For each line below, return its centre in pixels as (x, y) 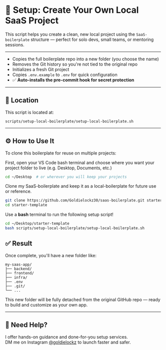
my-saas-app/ (19, 264)
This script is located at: (30, 112)
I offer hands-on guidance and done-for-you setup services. (67, 337)
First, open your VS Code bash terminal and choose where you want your (80, 162)
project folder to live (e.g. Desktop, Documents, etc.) (59, 168)
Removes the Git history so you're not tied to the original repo (75, 64)
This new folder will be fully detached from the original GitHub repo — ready (83, 299)
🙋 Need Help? (26, 325)
